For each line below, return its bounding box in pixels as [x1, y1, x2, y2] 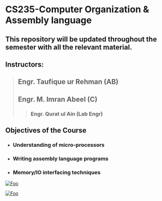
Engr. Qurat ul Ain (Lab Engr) [30, 110, 103, 117]
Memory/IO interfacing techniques [12, 169, 101, 176]
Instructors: [5, 60, 44, 69]
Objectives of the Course [5, 126, 87, 135]
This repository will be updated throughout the [5, 35, 157, 43]
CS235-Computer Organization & [5, 4, 149, 15]
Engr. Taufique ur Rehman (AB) [17, 78, 119, 86]
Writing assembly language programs [12, 155, 109, 162]
